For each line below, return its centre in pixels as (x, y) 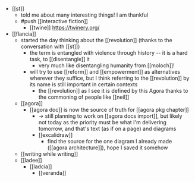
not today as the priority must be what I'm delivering (102, 122)
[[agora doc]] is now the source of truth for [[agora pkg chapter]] (109, 110)
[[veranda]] (52, 173)
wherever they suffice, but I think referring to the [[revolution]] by (109, 78)
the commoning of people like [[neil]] (84, 97)
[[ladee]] (32, 160)
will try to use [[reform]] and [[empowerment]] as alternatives (105, 72)
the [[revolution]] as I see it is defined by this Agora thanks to (113, 91)
